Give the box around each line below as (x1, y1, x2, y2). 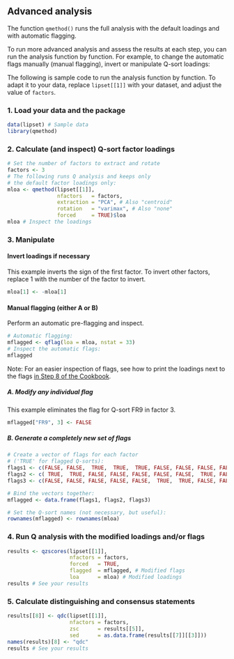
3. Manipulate (7, 235, 55, 245)
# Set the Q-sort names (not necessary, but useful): (7, 509, 167, 516)
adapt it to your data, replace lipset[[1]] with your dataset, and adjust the (7, 80, 222, 89)
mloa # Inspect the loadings (7, 219, 92, 226)
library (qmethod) (7, 127, 58, 134)
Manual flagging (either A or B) (7, 303, 99, 312)
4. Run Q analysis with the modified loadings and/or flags (7, 532, 205, 542)
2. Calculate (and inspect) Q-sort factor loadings (7, 144, 175, 154)
